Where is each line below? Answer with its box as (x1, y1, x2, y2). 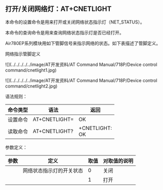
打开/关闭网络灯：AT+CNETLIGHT (5, 4, 112, 13)
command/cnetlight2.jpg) (5, 83, 58, 89)
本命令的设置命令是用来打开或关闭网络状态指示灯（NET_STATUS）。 (5, 19, 145, 25)
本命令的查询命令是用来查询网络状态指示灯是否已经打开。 (5, 29, 124, 35)
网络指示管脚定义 (5, 50, 41, 56)
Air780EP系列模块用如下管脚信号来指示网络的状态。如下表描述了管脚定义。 (5, 40, 160, 46)
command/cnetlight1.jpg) (5, 67, 57, 73)
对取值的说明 (103, 157, 134, 164)
